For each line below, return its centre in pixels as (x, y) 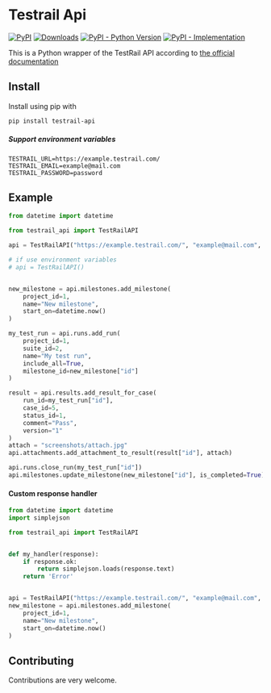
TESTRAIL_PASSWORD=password (56, 173)
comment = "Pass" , (50, 423)
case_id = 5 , (41, 408)
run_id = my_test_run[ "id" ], (68, 401)
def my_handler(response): (54, 554)
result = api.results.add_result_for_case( (83, 393)
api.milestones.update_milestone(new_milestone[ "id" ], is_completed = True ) (137, 475)
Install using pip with (42, 106)
